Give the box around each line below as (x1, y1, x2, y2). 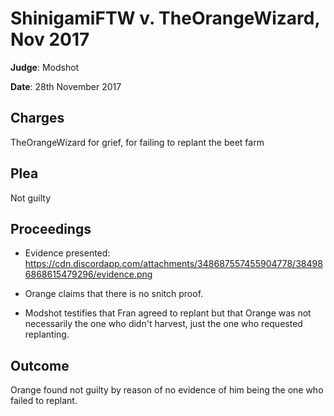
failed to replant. (10, 395, 78, 407)
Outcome (10, 357, 70, 374)
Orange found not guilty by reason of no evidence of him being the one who (10, 384, 324, 396)
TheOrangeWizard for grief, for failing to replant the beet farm (10, 136, 265, 148)
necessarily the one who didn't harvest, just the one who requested (24, 318, 303, 330)
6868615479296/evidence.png (24, 268, 153, 281)
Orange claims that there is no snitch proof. (24, 288, 204, 300)
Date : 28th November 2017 (10, 80, 122, 92)
